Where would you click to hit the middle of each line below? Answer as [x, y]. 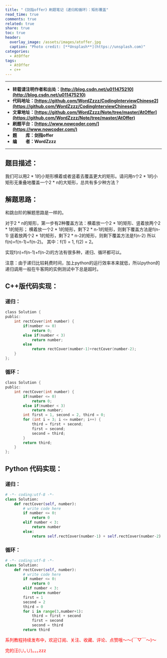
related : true [20, 24]
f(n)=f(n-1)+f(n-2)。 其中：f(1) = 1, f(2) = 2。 [50, 242]
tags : [11, 61]
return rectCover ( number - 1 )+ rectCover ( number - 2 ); [84, 349]
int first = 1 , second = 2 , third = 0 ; [64, 415]
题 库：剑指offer [33, 135]
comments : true [21, 19]
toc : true [15, 33]
